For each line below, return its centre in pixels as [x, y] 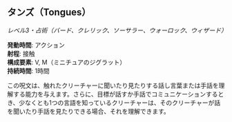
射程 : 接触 [21, 53]
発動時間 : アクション [36, 45]
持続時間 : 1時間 [28, 70]
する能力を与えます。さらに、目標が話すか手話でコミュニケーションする [115, 94]
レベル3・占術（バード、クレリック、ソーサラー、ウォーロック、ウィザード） [117, 30]
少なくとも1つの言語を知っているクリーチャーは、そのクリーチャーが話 [120, 103]
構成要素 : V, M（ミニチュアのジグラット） [67, 62]
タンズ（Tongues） [49, 12]
